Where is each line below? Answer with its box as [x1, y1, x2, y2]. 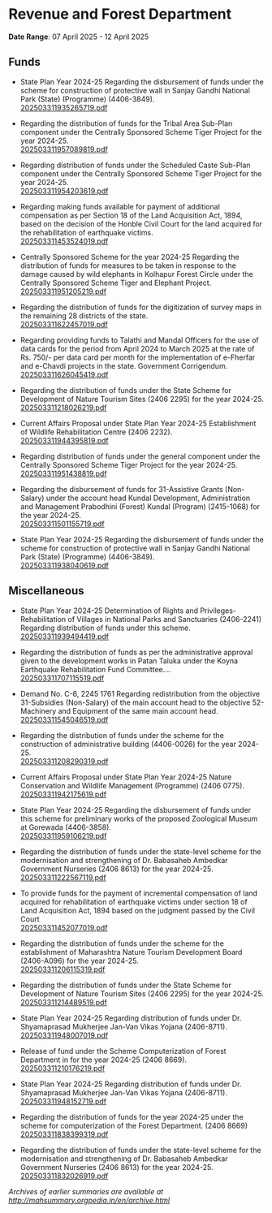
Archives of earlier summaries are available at [8, 1186, 164, 1196]
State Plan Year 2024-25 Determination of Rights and [19, 606, 199, 615]
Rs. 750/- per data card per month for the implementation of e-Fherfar [19, 352, 256, 362]
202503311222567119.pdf [19, 872, 107, 882]
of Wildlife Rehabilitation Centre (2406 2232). [19, 427, 173, 437]
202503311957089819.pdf [19, 144, 108, 154]
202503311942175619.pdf [19, 789, 107, 799]
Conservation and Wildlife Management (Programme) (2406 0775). [19, 780, 245, 790]
